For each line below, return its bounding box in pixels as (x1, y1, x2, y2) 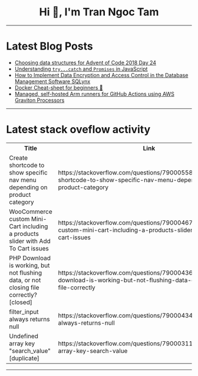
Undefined (9, 332, 38, 340)
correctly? (9, 291, 37, 299)
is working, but (9, 261, 50, 269)
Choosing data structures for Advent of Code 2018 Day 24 (14, 59, 157, 66)
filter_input (9, 308, 39, 316)
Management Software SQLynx (14, 78, 91, 85)
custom (9, 215, 30, 223)
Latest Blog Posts (6, 39, 93, 53)
